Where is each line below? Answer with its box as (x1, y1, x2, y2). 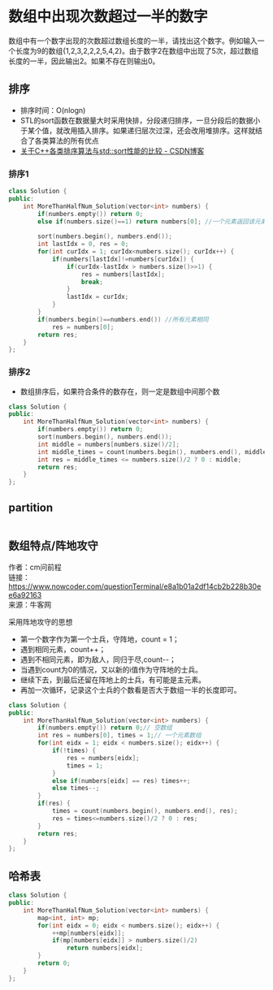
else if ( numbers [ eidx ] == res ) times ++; (51, 776, 191, 785)
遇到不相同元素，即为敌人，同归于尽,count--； (19, 655, 176, 664)
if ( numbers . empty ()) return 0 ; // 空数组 (37, 724, 173, 732)
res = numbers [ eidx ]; (66, 754, 140, 762)
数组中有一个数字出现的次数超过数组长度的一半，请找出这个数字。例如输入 (8, 36, 258, 45)
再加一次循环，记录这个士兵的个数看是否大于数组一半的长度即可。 (19, 685, 241, 694)
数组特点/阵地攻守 (8, 539, 99, 553)
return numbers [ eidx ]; (66, 944, 144, 953)
